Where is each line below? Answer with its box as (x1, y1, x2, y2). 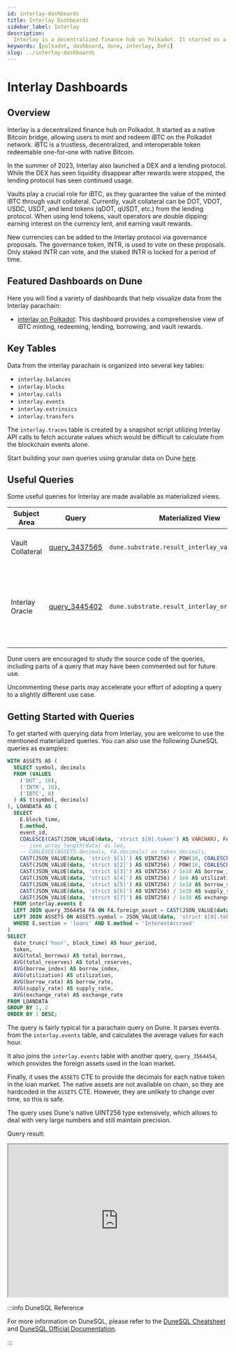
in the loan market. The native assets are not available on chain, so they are (7, 1080, 224, 1089)
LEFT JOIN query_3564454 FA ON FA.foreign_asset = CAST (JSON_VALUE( (13, 907, 217, 914)
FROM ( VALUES (13, 770, 52, 777)
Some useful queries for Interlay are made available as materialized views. (7, 492, 221, 501)
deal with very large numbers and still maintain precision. (7, 1116, 172, 1124)
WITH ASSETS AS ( (7, 758, 58, 765)
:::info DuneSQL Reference (7, 1304, 84, 1312)
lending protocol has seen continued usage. (7, 176, 134, 184)
